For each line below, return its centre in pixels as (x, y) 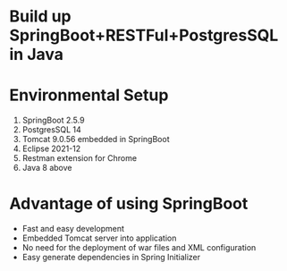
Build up (40, 17)
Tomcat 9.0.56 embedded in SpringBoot (96, 140)
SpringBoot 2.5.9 (53, 120)
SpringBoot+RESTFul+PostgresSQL (144, 35)
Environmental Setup (89, 95)
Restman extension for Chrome (79, 158)
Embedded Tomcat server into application (99, 238)
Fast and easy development (73, 229)
